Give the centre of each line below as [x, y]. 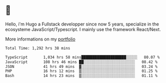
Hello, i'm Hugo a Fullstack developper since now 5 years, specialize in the [82, 24]
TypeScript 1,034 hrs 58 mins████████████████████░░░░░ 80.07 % [82, 57]
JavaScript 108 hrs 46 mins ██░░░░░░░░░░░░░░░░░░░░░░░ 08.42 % [81, 62]
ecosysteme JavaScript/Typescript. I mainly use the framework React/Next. [83, 29]
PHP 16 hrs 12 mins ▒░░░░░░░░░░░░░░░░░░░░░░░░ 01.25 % [81, 71]
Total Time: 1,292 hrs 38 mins [38, 48]
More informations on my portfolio [40, 39]
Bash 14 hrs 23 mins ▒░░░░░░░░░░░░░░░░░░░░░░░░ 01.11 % [81, 76]
